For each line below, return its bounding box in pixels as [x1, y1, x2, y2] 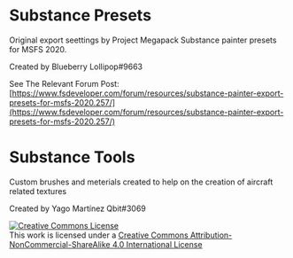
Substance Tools [9, 147, 135, 168]
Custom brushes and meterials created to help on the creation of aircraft [9, 176, 274, 187]
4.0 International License [112, 238, 203, 249]
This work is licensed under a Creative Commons [9, 230, 189, 240]
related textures [9, 185, 67, 196]
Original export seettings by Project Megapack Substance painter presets [9, 35, 277, 45]
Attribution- [189, 230, 233, 240]
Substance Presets [9, 5, 152, 26]
